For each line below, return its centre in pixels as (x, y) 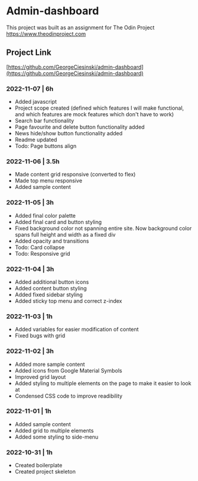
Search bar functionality (44, 121)
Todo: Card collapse (39, 247)
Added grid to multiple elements (54, 430)
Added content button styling (51, 288)
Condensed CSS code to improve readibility (69, 396)
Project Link (29, 53)
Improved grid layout (40, 377)
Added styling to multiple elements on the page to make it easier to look (103, 383)
